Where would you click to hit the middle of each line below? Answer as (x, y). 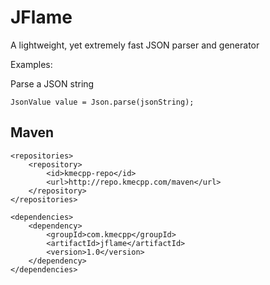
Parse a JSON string (52, 83)
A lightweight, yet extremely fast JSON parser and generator (135, 45)
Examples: (31, 64)
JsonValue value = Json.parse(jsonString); (102, 102)
